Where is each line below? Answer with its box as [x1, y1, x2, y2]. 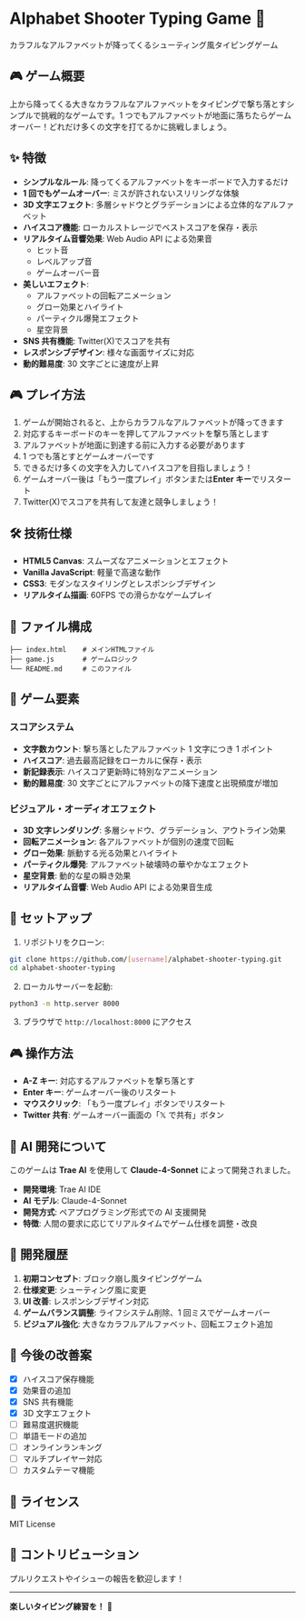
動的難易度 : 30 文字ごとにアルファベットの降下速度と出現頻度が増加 [22, 777, 279, 788]
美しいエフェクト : [22, 278, 89, 289]
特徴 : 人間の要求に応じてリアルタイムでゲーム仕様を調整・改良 [22, 1218, 258, 1229]
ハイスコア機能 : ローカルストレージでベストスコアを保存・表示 [22, 222, 259, 233]
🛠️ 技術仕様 [9, 525, 73, 541]
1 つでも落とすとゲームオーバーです [22, 451, 155, 462]
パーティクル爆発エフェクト [35, 313, 140, 324]
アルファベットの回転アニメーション [35, 290, 172, 301]
